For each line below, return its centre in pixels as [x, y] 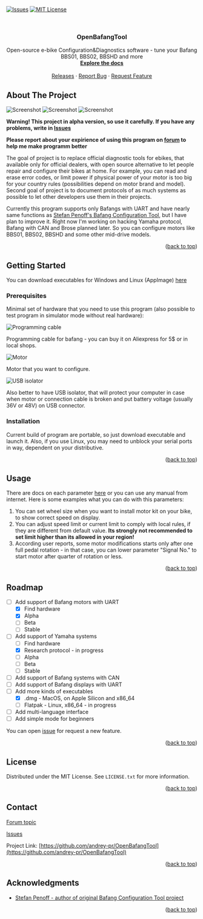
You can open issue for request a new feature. [64, 731]
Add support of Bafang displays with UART [68, 684]
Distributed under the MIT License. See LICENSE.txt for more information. [98, 777]
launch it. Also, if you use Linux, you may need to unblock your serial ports [99, 441]
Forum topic [21, 822]
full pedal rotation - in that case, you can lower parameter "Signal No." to [106, 550]
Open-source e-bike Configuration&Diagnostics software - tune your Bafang [102, 50]
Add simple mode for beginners [55, 719]
